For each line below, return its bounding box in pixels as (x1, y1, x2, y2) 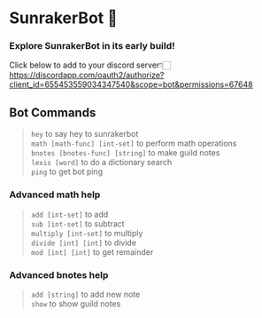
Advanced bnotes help (9, 268, 109, 281)
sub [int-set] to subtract (30, 218, 126, 229)
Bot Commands (9, 105, 96, 120)
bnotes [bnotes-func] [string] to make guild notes (30, 147, 220, 158)
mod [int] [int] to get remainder (30, 246, 154, 257)
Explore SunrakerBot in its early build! (9, 40, 175, 52)
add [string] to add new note (30, 289, 141, 299)
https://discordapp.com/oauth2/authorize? (9, 70, 165, 81)
